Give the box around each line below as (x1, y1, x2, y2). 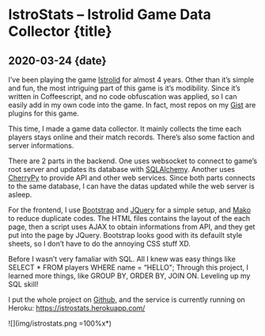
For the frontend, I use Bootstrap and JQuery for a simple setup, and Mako (8, 205, 252, 215)
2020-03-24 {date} (8, 54, 107, 67)
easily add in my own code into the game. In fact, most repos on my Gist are (8, 101, 256, 109)
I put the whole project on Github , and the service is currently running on (8, 295, 245, 304)
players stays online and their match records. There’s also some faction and (8, 132, 255, 142)
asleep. (8, 190, 32, 199)
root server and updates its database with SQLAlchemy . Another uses (8, 165, 236, 174)
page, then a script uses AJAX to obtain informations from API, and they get (8, 222, 256, 231)
